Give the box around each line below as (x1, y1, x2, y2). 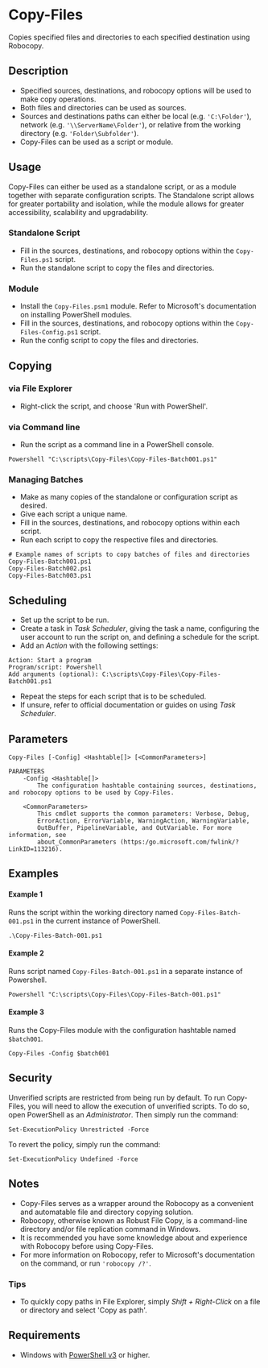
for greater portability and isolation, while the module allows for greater (8, 199, 245, 209)
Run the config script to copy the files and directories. (19, 336, 199, 346)
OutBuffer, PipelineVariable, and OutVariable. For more (37, 824, 232, 832)
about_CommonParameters (37, 838, 117, 847)
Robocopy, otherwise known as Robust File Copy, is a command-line (19, 1215, 248, 1225)
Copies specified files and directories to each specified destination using (8, 32, 250, 42)
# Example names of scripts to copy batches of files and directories (8, 550, 250, 559)
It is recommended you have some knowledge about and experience (19, 1233, 248, 1242)
